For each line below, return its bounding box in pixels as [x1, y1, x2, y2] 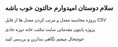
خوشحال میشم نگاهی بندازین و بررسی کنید [5, 36, 84, 42]
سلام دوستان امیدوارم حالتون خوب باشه [5, 4, 114, 12]
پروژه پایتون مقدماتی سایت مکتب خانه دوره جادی [5, 26, 95, 32]
